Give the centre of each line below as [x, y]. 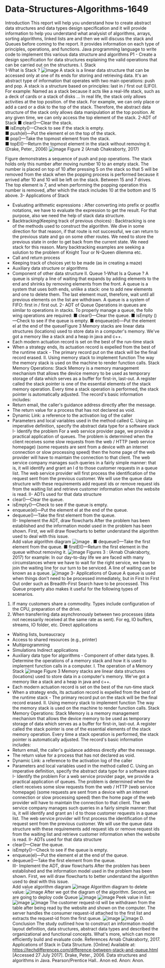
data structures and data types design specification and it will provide [76, 28]
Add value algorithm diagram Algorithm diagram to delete [80, 886]
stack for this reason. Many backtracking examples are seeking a [78, 247]
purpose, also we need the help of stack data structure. [68, 215]
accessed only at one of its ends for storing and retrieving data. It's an [76, 75]
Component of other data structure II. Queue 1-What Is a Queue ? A [80, 273]
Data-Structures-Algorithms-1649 [77, 9]
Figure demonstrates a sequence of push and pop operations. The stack [79, 158]
